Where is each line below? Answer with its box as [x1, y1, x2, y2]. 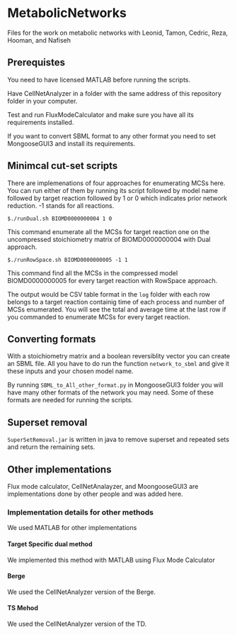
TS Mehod [7, 604, 39, 612]
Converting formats [7, 333, 96, 345]
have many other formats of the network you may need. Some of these [7, 388, 214, 397]
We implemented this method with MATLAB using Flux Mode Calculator [7, 556, 216, 564]
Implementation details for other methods [7, 507, 154, 517]
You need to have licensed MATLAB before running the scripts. [7, 75, 191, 84]
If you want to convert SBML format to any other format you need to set [7, 131, 216, 140]
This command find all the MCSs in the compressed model [7, 268, 178, 277]
